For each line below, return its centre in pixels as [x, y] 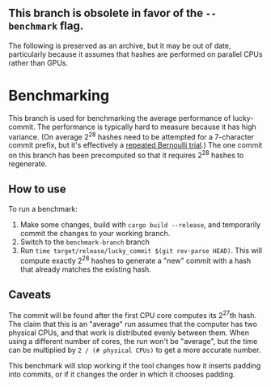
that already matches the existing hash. [86, 269]
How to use [37, 189]
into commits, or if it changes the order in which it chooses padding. [122, 374]
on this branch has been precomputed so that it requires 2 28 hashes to [126, 155]
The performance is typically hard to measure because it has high [146, 127]
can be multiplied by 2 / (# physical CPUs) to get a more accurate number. [135, 350]
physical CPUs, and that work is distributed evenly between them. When [129, 333]
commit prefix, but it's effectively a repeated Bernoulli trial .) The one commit [135, 145]
